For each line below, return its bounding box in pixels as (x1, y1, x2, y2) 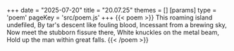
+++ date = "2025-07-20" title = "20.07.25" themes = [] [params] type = (6, 6, 217, 14)
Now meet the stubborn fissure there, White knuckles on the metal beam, (6, 28, 220, 36)
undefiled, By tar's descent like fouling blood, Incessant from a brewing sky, (6, 21, 227, 29)
